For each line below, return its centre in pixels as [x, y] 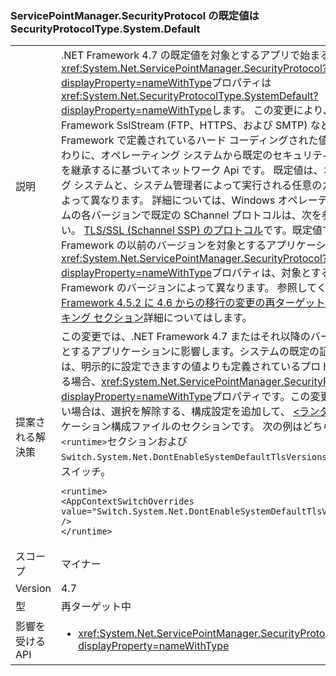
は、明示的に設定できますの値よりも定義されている [181, 367]
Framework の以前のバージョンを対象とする [163, 245]
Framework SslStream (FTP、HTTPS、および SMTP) [184, 125]
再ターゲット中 [96, 607]
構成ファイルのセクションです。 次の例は [206, 427]
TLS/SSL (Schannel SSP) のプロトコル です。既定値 [203, 230]
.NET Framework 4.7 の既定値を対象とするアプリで [180, 55]
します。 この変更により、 [272, 110]
